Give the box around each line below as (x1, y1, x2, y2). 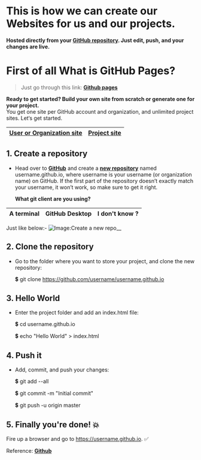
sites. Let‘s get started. (6, 114, 63, 121)
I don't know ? (98, 209, 139, 218)
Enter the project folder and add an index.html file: (14, 309, 139, 316)
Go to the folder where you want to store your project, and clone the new (14, 257, 195, 264)
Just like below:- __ (6, 224, 121, 231)
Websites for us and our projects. (6, 17, 175, 31)
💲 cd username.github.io (14, 321, 76, 328)
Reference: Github (6, 447, 52, 454)
